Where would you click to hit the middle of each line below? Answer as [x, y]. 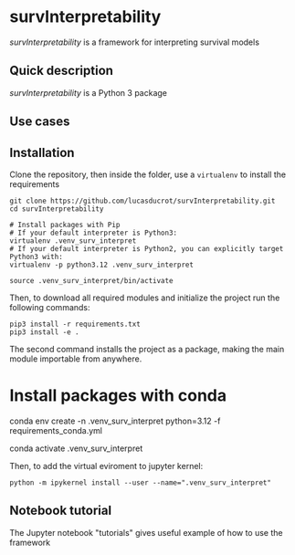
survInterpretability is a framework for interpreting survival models [135, 42]
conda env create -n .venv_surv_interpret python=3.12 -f [115, 421]
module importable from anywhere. [76, 359]
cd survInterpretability [57, 209]
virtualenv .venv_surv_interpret [73, 241]
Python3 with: [37, 257]
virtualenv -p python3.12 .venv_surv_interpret [102, 265]
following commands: [50, 307]
